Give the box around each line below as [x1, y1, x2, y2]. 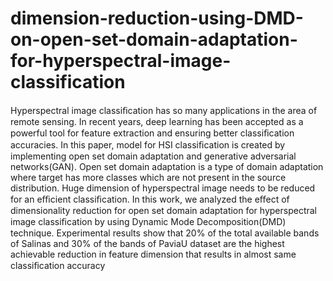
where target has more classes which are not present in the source [10, 171, 287, 183]
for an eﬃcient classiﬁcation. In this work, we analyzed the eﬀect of [10, 193, 290, 205]
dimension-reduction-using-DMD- [10, 7, 304, 30]
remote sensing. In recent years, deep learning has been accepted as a [10, 115, 304, 127]
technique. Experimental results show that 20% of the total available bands [10, 227, 320, 239]
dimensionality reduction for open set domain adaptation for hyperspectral [10, 204, 317, 216]
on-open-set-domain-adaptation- [10, 28, 298, 51]
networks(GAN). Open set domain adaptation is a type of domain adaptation [10, 160, 324, 172]
